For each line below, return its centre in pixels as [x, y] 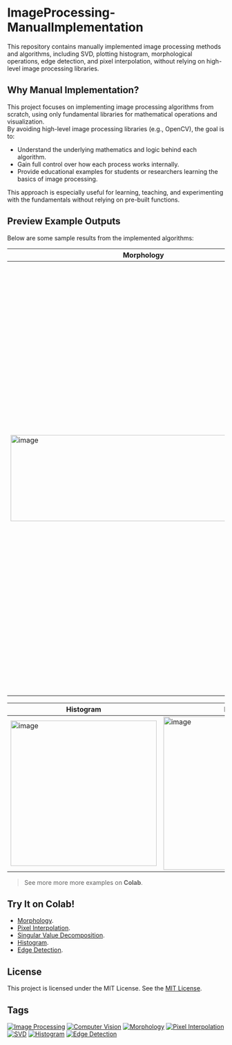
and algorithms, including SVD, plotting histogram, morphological [100, 54]
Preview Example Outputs [64, 221]
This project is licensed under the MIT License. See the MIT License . [105, 988]
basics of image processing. [57, 179]
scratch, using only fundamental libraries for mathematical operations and [112, 114]
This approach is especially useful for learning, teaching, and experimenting [115, 192]
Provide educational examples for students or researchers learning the [118, 171]
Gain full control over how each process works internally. [98, 164]
